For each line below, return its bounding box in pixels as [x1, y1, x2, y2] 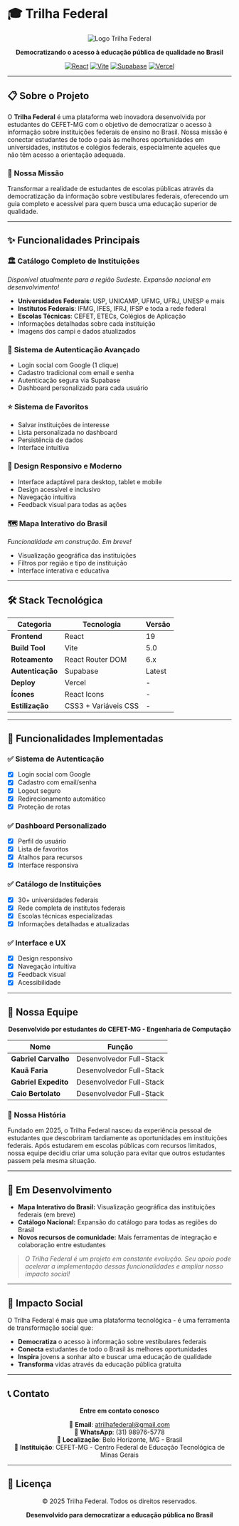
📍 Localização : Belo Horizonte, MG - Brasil [56, 1435, 183, 1444]
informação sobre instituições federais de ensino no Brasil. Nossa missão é [7, 128, 228, 136]
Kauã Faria [11, 1065, 48, 1075]
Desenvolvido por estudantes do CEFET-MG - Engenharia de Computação [8, 1025, 231, 1034]
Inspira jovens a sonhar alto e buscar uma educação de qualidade [17, 1353, 212, 1361]
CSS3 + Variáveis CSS [64, 700, 139, 710]
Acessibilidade [17, 978, 61, 987]
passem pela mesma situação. [7, 1157, 97, 1165]
